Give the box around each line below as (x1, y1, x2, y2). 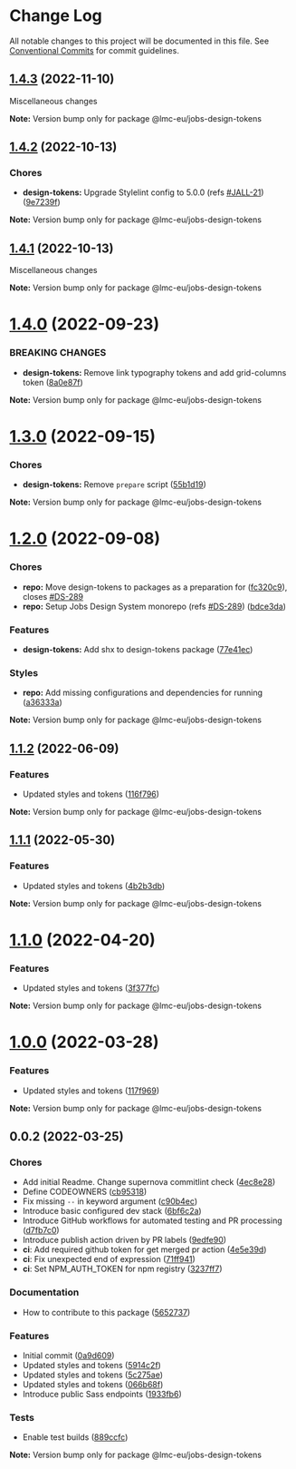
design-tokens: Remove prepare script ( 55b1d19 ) (22, 479, 206, 490)
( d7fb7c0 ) (22, 1225, 61, 1236)
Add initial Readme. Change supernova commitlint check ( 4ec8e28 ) (22, 1177, 276, 1188)
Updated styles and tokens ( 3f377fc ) (22, 983, 160, 994)
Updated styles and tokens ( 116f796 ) (22, 788, 160, 799)
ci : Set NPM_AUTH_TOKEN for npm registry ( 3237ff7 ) (22, 1263, 224, 1275)
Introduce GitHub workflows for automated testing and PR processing (22, 1215, 282, 1226)
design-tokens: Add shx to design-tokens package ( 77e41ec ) (22, 644, 253, 654)
